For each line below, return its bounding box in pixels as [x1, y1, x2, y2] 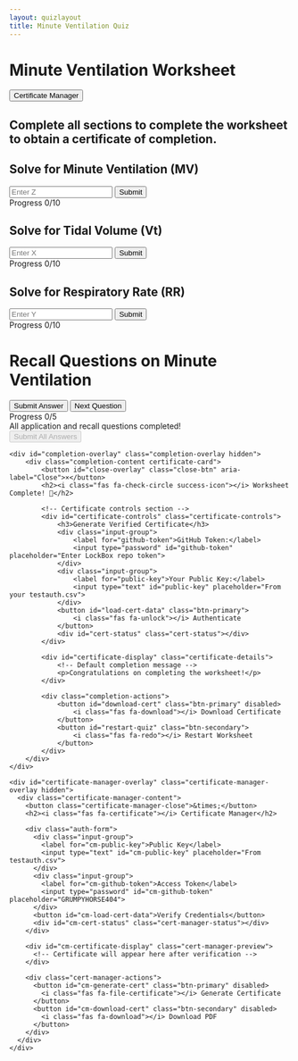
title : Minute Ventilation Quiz [9, 21, 129, 30]
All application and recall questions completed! [9, 421, 181, 431]
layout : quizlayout [9, 13, 82, 22]
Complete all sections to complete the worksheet [9, 117, 288, 132]
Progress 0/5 [9, 412, 58, 422]
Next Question [74, 401, 122, 411]
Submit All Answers [13, 432, 78, 442]
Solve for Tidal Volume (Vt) [9, 223, 163, 238]
